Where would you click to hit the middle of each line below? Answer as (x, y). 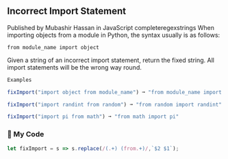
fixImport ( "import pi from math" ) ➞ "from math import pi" (93, 117)
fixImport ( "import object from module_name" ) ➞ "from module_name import (115, 92)
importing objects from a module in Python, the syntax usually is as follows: (114, 35)
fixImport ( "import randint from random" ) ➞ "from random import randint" (115, 104)
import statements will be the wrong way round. (74, 67)
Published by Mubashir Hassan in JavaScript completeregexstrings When (111, 27)
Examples (20, 80)
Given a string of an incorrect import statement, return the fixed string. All (111, 60)
